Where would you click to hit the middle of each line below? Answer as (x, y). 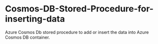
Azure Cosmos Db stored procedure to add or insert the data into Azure (77, 32)
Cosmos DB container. (28, 37)
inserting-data (35, 19)
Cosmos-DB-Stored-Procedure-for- (79, 9)
